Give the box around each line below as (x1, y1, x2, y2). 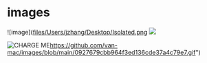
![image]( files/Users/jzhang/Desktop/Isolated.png (7, 28, 148, 36)
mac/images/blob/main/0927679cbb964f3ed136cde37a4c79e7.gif (7, 48, 196, 56)
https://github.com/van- (50, 41, 118, 49)
